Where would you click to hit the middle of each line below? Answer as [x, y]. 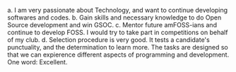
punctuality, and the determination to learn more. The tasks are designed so [118, 47]
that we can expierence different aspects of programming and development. [118, 55]
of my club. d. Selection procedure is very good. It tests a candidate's [108, 40]
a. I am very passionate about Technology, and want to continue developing [118, 10]
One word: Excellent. [37, 62]
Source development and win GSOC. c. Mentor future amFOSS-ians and [112, 25]
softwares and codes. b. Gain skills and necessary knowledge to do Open [114, 17]
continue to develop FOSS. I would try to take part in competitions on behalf [118, 32]
